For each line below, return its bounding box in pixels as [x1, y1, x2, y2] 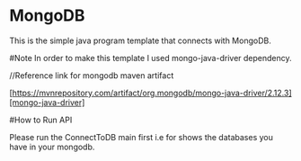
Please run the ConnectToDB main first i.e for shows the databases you [9, 131, 274, 142]
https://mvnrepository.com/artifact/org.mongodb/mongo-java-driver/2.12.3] [12, 87, 292, 98]
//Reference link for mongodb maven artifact [9, 69, 174, 81]
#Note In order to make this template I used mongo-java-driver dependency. [9, 52, 292, 63]
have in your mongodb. [9, 141, 95, 152]
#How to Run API [9, 114, 73, 125]
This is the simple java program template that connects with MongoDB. [9, 35, 271, 46]
